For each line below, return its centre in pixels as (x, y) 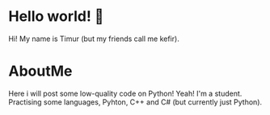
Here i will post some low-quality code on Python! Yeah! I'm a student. (125, 93)
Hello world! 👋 (56, 16)
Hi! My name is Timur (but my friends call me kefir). (94, 39)
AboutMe (40, 71)
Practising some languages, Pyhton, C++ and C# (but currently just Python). (135, 102)
